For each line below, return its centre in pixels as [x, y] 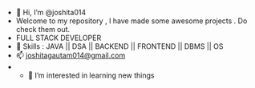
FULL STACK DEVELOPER [59, 38]
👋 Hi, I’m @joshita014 [51, 12]
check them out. [43, 29]
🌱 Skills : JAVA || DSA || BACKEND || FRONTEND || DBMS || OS [119, 46]
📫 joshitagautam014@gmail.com [71, 55]
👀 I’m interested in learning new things [91, 75]
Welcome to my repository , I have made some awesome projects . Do [132, 21]
